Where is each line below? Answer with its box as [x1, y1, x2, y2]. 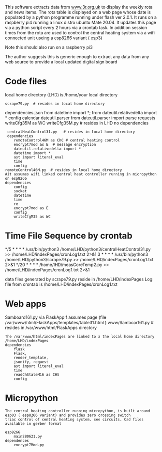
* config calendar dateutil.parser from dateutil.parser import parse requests [5, 115, 156, 121]
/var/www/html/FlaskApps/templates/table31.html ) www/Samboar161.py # [5, 319, 154, 325]
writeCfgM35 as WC [14, 214, 51, 219]
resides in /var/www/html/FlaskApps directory [5, 325, 97, 330]
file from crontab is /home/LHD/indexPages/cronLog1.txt [5, 281, 118, 287]
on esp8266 [5, 176, 27, 181]
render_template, [14, 355, 49, 360]
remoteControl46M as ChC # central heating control [14, 138, 120, 142]
